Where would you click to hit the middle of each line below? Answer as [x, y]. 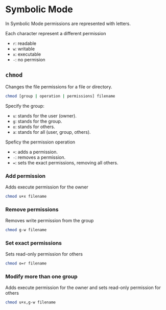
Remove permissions [32, 209]
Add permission [26, 176]
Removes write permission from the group [50, 221]
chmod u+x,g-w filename [31, 302]
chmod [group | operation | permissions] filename [60, 96]
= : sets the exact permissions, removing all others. [65, 162]
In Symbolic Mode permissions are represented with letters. [68, 23]
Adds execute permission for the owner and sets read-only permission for [83, 288]
